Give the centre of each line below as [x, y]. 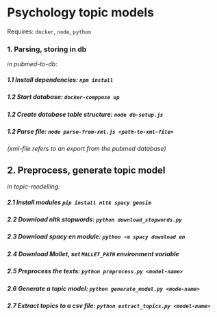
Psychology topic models [81, 13]
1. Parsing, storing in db [47, 49]
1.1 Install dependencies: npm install [60, 79]
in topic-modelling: [34, 187]
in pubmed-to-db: [32, 64]
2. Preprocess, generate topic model [86, 170]
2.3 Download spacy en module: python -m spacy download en [96, 236]
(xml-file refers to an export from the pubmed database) [87, 149]
